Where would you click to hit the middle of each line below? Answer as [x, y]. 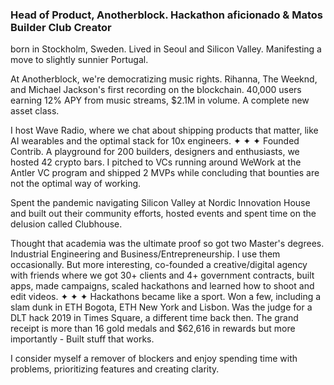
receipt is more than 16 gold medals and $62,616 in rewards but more [153, 329]
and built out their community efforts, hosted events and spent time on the [163, 214]
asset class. [35, 111]
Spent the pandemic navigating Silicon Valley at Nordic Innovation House [160, 203]
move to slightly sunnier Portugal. [79, 60]
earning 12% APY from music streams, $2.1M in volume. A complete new [160, 100]
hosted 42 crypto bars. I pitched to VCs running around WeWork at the [156, 162]
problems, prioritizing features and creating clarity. [115, 369]
